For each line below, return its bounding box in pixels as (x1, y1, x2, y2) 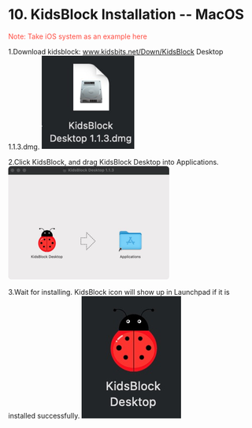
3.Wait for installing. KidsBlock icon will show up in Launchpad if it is (8, 287, 230, 296)
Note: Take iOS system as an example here (8, 32, 147, 41)
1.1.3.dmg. (8, 142, 40, 151)
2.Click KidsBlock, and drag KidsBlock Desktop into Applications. (8, 157, 219, 166)
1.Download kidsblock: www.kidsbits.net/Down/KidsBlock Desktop (8, 47, 224, 56)
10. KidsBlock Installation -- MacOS (8, 6, 244, 24)
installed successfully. (8, 411, 80, 420)
